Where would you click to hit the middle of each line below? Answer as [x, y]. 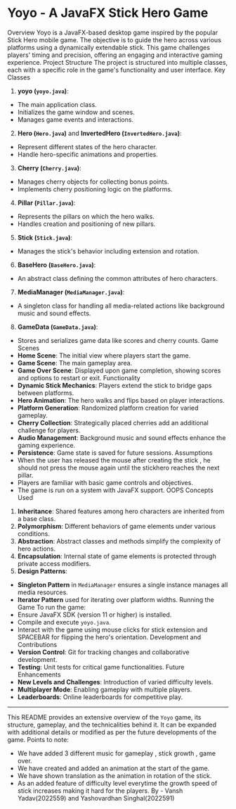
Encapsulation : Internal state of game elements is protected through [117, 556]
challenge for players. [49, 430]
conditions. [34, 534]
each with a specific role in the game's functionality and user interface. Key [117, 70]
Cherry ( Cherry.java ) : [50, 168]
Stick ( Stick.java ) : [45, 237]
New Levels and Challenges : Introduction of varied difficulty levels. [115, 682]
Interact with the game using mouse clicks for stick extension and [112, 629]
